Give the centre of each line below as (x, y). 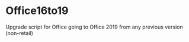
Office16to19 (37, 11)
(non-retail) (20, 33)
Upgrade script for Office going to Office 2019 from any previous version (94, 27)
